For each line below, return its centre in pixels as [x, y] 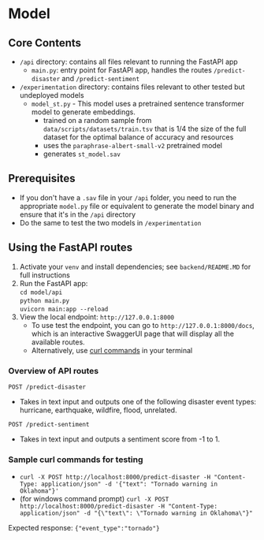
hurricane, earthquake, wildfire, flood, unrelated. [98, 410]
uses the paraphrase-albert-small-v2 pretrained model [133, 145]
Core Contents [45, 43]
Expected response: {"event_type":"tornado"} [84, 528]
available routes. [58, 342]
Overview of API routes [54, 371]
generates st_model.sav [82, 154]
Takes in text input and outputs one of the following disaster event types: [138, 401]
